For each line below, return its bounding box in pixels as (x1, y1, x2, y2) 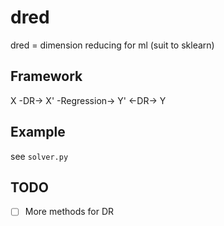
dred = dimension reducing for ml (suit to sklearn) (10, 39, 215, 51)
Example (10, 124, 66, 141)
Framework (10, 68, 83, 85)
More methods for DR (24, 206, 115, 218)
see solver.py (10, 150, 69, 162)
